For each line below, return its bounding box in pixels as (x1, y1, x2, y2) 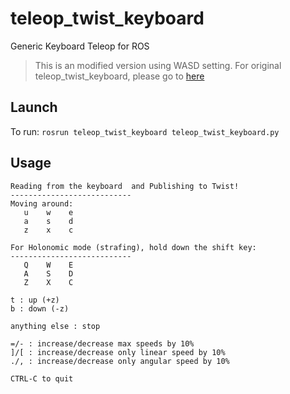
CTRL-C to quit (10, 373, 74, 384)
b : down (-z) (10, 303, 70, 314)
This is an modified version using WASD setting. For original (34, 59, 282, 71)
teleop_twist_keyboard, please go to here (34, 70, 205, 82)
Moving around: (10, 198, 74, 209)
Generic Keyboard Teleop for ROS (10, 40, 150, 52)
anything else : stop (10, 321, 101, 331)
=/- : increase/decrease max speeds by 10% (10, 338, 195, 349)
